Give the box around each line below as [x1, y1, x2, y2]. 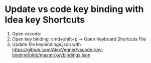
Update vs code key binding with [5, 3, 144, 15]
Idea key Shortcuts [5, 14, 85, 25]
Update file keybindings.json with [12, 41, 81, 47]
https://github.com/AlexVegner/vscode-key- [12, 46, 104, 52]
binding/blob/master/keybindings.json [12, 51, 91, 58]
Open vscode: [12, 30, 41, 36]
